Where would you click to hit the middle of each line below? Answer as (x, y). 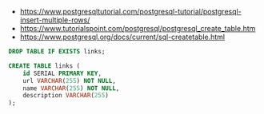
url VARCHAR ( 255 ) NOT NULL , (69, 81)
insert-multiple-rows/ (55, 20)
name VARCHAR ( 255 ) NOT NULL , (71, 88)
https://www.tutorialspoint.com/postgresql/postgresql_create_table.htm (138, 28)
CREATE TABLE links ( (44, 66)
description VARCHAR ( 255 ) (66, 96)
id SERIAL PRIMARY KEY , (62, 73)
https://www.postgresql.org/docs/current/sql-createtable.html (122, 37)
